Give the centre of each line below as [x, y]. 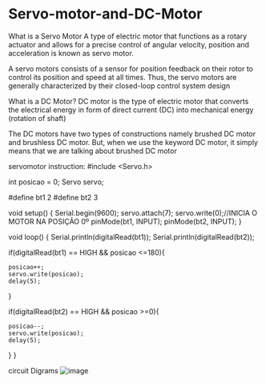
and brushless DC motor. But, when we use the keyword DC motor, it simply [133, 142]
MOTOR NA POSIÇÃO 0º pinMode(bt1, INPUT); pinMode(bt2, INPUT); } [125, 221]
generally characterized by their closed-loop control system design [119, 86]
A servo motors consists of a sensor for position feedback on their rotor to [131, 68]
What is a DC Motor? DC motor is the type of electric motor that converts [129, 101]
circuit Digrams [33, 370]
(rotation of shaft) [37, 118]
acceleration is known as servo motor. [71, 53]
